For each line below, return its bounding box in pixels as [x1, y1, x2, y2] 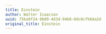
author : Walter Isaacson [5, 12, 58, 17]
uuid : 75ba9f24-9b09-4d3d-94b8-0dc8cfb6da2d [5, 16, 101, 21]
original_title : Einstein [5, 21, 60, 26]
